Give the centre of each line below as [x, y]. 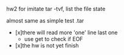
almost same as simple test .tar [45, 20]
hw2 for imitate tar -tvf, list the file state [56, 9]
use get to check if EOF [53, 39]
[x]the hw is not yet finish [47, 46]
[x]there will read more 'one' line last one [66, 32]
